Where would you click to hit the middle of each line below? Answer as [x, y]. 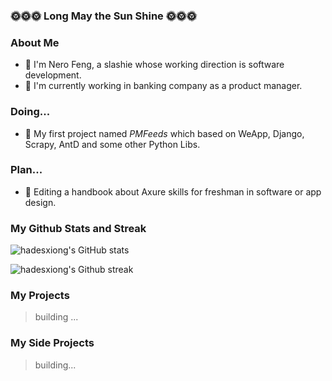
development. [53, 75]
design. [40, 202]
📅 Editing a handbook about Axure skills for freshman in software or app [173, 191]
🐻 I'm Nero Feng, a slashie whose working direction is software [154, 65]
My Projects [40, 296]
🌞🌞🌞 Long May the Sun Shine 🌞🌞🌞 [103, 16]
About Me [35, 42]
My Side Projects [52, 343]
